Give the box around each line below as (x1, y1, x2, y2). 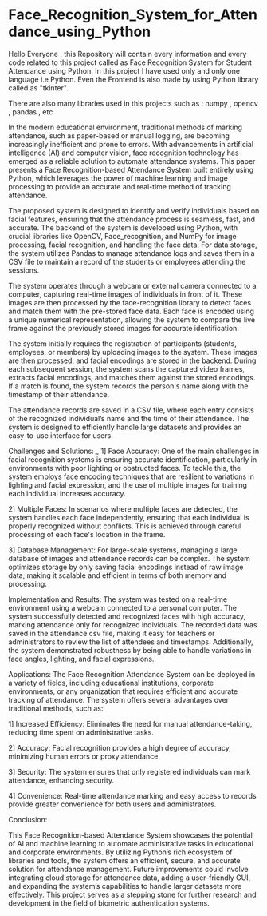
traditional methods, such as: (8, 703, 104, 713)
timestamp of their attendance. (8, 389, 110, 399)
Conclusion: (8, 814, 48, 824)
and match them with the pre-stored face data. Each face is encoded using (8, 306, 255, 316)
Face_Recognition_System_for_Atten (8, 6, 257, 24)
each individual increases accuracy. (8, 488, 126, 498)
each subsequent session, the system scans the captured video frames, (8, 364, 245, 373)
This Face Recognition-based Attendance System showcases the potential (8, 830, 253, 840)
